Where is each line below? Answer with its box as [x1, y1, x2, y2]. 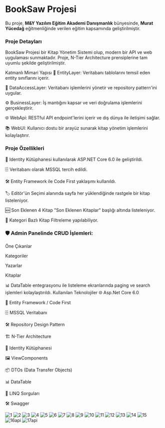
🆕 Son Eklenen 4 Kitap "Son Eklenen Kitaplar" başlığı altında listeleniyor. [5, 207, 155, 213]
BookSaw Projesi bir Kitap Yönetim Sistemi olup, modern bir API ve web [5, 49, 152, 56]
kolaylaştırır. [5, 132, 30, 138]
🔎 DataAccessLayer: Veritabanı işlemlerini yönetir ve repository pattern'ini [5, 85, 157, 91]
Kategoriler [5, 253, 28, 259]
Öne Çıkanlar [5, 243, 32, 249]
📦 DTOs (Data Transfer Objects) [5, 367, 72, 373]
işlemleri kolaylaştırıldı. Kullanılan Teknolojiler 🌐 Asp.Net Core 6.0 [5, 289, 139, 295]
